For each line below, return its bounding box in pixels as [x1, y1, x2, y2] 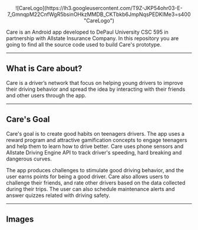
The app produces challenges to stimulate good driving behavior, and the [6, 166, 184, 173]
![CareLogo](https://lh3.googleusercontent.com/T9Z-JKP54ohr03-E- [15, 5, 183, 11]
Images [6, 214, 34, 225]
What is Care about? [6, 64, 82, 74]
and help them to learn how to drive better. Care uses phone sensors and [6, 143, 184, 150]
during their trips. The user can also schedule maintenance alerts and [6, 185, 175, 192]
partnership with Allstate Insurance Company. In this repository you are [6, 35, 179, 42]
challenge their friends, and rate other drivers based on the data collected [6, 179, 186, 186]
